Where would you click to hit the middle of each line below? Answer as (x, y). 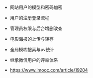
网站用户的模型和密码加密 (36, 7)
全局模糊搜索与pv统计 (32, 49)
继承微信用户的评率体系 (34, 60)
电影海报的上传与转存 (32, 39)
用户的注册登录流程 (30, 18)
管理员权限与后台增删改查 (36, 28)
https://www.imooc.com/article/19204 (49, 70)
